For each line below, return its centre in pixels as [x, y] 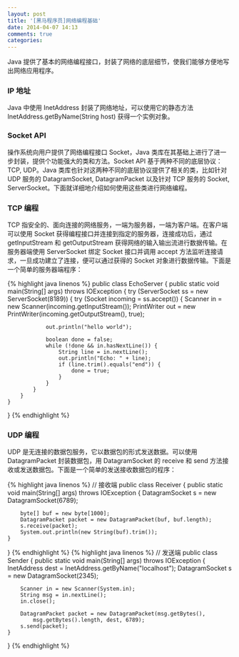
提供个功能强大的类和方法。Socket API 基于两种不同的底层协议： [127, 161]
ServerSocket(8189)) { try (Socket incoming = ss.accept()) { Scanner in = [115, 299]
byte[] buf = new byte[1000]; [65, 514]
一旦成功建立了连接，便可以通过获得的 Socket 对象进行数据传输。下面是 [126, 260]
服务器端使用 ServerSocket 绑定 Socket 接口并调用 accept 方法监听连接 [112, 252]
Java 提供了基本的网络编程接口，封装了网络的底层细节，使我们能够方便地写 [118, 62]
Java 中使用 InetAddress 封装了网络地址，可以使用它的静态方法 [101, 108]
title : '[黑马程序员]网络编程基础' [54, 21]
